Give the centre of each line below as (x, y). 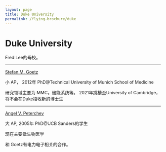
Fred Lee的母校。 (23, 58)
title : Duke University (30, 14)
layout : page (19, 10)
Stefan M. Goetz (22, 72)
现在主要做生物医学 (25, 134)
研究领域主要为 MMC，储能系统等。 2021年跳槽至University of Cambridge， (83, 93)
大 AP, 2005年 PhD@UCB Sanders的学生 (46, 123)
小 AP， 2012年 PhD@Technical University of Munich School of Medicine (80, 82)
